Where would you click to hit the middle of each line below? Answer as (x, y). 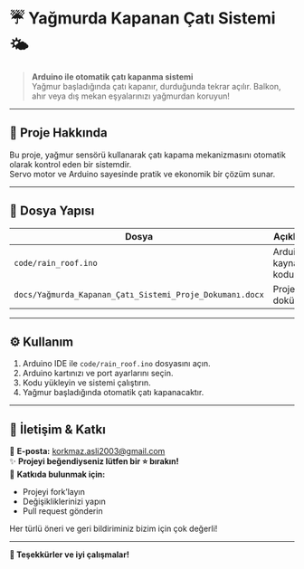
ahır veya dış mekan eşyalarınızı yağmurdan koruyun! (131, 96)
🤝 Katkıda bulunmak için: (57, 474)
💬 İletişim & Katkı (57, 429)
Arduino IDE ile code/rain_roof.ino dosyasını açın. (116, 364)
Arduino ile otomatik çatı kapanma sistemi (112, 76)
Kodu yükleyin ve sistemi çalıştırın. (86, 383)
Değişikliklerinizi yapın (64, 502)
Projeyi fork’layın (54, 492)
